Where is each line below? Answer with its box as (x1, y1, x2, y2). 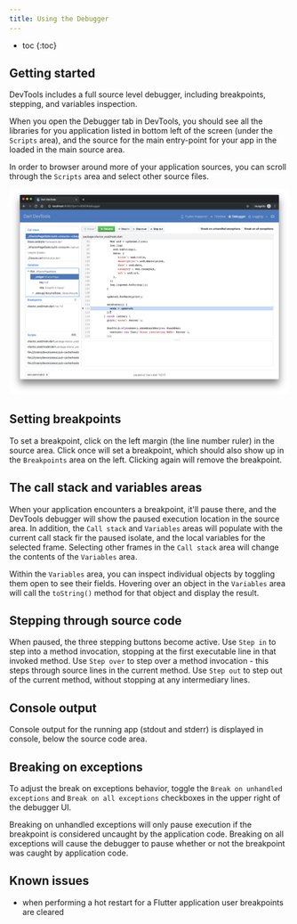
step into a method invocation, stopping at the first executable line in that (9, 646, 277, 657)
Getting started (9, 66, 96, 81)
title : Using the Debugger (9, 14, 109, 23)
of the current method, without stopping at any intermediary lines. (9, 675, 251, 685)
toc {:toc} (21, 40, 58, 51)
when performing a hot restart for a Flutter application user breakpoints (21, 896, 285, 908)
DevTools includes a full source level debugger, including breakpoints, (9, 89, 267, 100)
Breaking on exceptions (9, 759, 144, 774)
